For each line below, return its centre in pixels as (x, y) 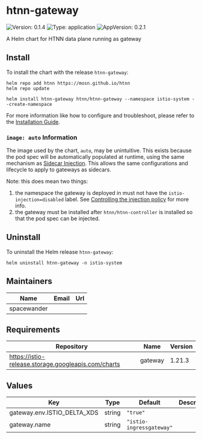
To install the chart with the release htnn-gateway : (67, 72)
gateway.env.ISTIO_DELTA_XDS (54, 413)
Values (20, 385)
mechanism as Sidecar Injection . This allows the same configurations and (97, 164)
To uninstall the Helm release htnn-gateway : (60, 252)
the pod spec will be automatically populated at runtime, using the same (95, 157)
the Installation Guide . (33, 121)
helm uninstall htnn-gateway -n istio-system (64, 263)
